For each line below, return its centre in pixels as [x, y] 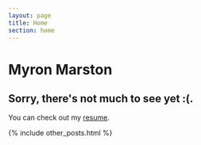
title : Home [28, 23]
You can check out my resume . [59, 118]
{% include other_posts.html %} [60, 133]
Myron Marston [60, 69]
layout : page [30, 15]
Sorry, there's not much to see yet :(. [101, 99]
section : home [32, 30]
